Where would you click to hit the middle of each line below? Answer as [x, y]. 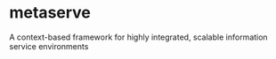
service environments [49, 46]
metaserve [50, 13]
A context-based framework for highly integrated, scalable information [139, 37]
